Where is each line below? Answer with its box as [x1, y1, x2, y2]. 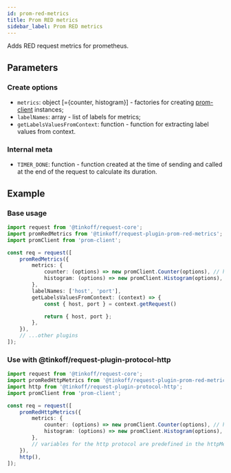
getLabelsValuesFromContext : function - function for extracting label [16, 120, 209, 128]
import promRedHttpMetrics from [7, 377, 100, 384]
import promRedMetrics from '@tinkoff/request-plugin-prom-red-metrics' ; [7, 230, 223, 237]
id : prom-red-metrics [7, 10, 69, 17]
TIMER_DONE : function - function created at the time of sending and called [16, 160, 223, 169]
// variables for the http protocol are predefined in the [32, 441, 205, 447]
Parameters [7, 61, 58, 73]
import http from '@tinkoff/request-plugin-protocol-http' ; [7, 383, 184, 390]
